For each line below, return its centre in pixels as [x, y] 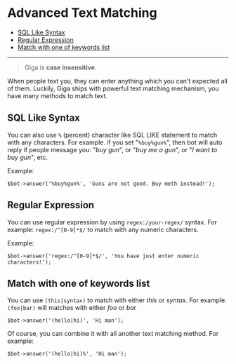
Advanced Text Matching [82, 13]
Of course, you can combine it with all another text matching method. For [113, 334]
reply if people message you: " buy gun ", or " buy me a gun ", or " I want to [112, 149]
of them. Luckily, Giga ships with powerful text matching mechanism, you [113, 88]
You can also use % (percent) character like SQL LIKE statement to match [112, 135]
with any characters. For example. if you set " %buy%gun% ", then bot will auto [115, 142]
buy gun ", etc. [27, 157]
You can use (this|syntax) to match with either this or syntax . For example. [117, 300]
